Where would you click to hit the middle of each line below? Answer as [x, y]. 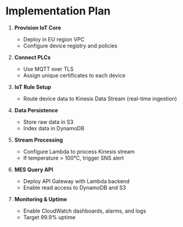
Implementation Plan [58, 11]
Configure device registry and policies [70, 46]
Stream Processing [39, 140]
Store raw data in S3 [48, 122]
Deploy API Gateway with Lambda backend [76, 181]
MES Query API [33, 169]
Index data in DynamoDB [54, 128]
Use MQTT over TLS [48, 69]
